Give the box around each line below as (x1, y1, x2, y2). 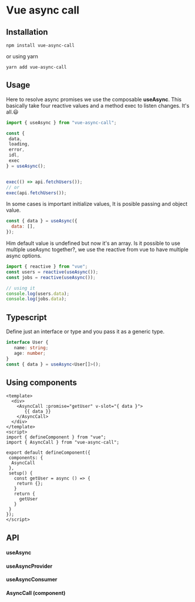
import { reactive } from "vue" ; (6, 264, 88, 270)
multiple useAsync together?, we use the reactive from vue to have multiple (6, 246, 189, 253)
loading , (8, 141, 31, 147)
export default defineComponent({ (6, 450, 91, 456)
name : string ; (14, 345, 49, 351)
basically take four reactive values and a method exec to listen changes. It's (6, 102, 190, 109)
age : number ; (14, 350, 46, 356)
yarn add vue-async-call (6, 64, 67, 70)
